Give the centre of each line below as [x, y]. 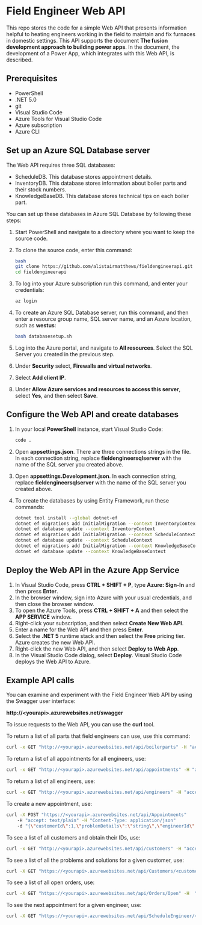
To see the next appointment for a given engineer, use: [74, 905]
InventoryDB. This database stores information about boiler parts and [101, 183]
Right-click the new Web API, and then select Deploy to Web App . [97, 649]
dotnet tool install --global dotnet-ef [66, 518]
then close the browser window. [54, 604]
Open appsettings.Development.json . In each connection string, [96, 476]
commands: [29, 507]
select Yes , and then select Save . [56, 395]
